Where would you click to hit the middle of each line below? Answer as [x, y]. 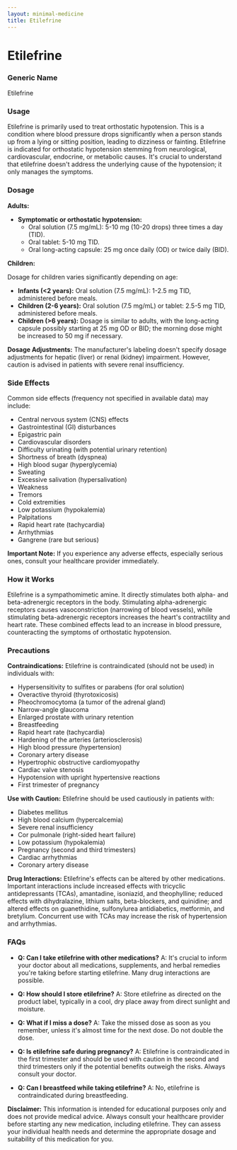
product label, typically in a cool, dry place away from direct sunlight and [124, 1001]
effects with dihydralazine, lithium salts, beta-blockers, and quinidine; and [115, 901]
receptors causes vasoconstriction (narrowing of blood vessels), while [110, 610]
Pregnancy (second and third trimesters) [77, 850]
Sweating [31, 472]
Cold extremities [41, 502]
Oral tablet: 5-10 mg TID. [64, 242]
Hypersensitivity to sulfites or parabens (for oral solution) [101, 687]
